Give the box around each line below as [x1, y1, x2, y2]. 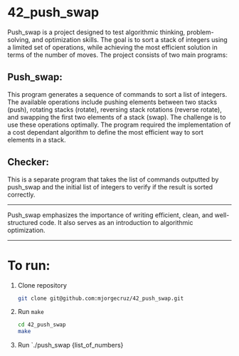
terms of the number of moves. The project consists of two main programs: [7, 51, 228, 59]
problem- [186, 28, 215, 36]
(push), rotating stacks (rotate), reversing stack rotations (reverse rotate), [7, 105, 222, 114]
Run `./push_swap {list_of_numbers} [17, 341, 124, 350]
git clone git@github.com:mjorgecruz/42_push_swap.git [17, 295, 184, 302]
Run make [17, 308, 44, 316]
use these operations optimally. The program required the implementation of [7, 120, 231, 129]
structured [7, 218, 38, 226]
